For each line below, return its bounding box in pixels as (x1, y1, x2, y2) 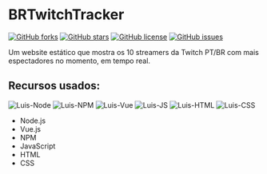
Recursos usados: (8, 79, 101, 93)
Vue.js (19, 124, 42, 133)
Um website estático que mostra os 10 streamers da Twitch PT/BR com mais (8, 47, 260, 57)
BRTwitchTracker (8, 6, 125, 24)
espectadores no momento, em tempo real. (8, 56, 150, 65)
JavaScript (19, 141, 56, 151)
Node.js (19, 116, 46, 125)
